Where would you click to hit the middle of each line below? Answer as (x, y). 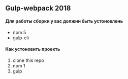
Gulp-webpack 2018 (38, 8)
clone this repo (28, 60)
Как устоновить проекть (33, 49)
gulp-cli (21, 38)
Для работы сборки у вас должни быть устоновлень (64, 21)
